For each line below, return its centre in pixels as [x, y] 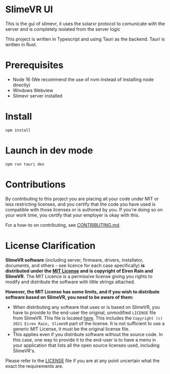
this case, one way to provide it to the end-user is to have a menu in [84, 340]
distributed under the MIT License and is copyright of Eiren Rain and [79, 271]
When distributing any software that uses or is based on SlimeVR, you [86, 307]
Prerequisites [35, 65]
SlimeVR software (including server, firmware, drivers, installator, [74, 260]
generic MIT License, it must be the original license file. [71, 329]
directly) [22, 85]
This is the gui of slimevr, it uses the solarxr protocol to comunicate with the [85, 24]
